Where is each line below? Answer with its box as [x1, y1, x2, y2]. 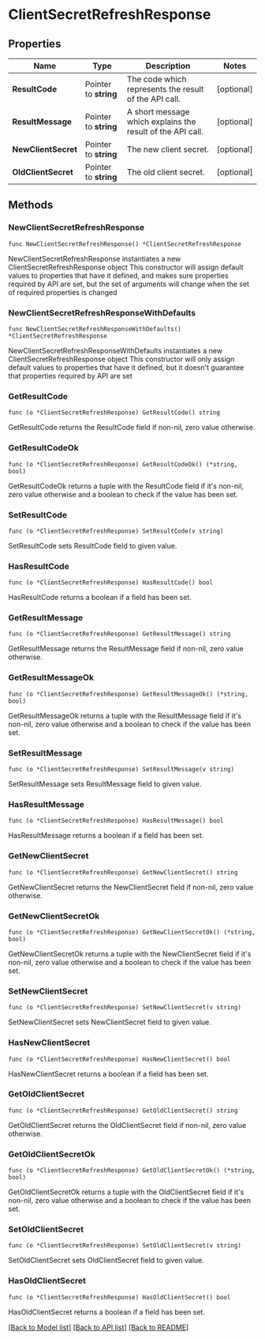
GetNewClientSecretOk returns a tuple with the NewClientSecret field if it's [8, 949, 252, 958]
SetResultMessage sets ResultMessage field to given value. [8, 779, 202, 789]
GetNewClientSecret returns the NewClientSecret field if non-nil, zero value [8, 882, 254, 892]
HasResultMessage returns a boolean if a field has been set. [8, 831, 204, 840]
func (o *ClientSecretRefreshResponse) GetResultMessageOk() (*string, [8, 690, 248, 698]
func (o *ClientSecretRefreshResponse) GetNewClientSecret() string [8, 868, 238, 877]
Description [145, 61, 191, 71]
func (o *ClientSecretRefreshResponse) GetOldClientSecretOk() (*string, [8, 1167, 256, 1175]
